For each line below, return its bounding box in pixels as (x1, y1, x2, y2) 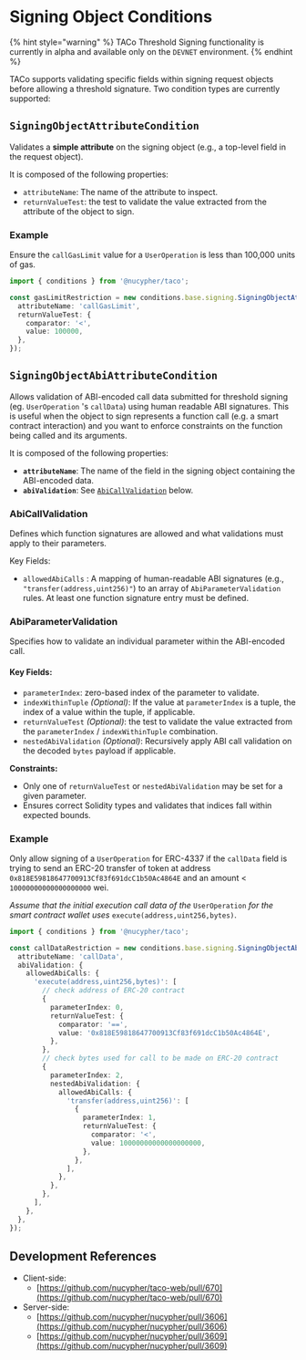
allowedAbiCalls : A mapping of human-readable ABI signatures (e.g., (22, 573, 284, 585)
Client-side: (22, 1272, 66, 1283)
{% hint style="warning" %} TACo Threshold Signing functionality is (9, 36, 264, 47)
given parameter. (22, 790, 87, 801)
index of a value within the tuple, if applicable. (22, 706, 196, 717)
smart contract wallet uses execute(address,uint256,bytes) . (9, 909, 237, 920)
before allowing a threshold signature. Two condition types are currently (9, 83, 280, 94)
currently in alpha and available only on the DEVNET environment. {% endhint (9, 46, 293, 57)
